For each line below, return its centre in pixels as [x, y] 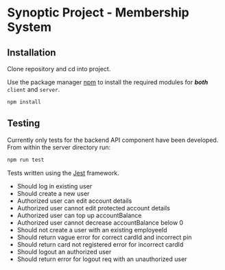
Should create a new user [53, 193]
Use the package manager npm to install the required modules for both [108, 82]
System [29, 27]
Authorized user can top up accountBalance [79, 215]
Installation [32, 52]
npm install [24, 102]
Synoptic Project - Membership [98, 13]
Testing [24, 124]
